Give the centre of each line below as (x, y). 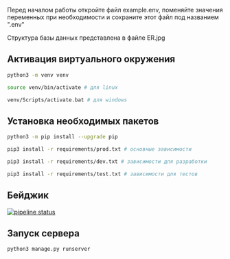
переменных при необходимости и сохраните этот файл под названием (113, 17)
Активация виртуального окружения (91, 59)
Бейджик (28, 196)
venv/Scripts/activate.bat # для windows (67, 100)
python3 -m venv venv (38, 75)
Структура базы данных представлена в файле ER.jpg (86, 38)
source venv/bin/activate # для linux (62, 87)
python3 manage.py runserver (49, 249)
